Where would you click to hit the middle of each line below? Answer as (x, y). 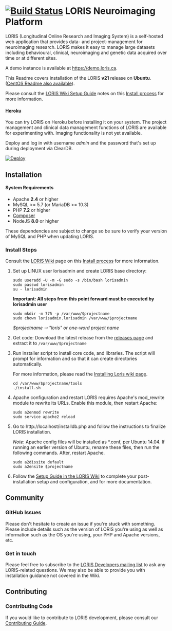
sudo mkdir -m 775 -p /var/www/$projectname (61, 314)
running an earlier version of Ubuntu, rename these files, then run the (86, 447)
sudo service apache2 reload (44, 417)
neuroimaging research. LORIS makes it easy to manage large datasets (80, 47)
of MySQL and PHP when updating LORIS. (50, 236)
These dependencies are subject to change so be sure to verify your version (86, 231)
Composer (24, 215)
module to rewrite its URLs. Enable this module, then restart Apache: (85, 403)
